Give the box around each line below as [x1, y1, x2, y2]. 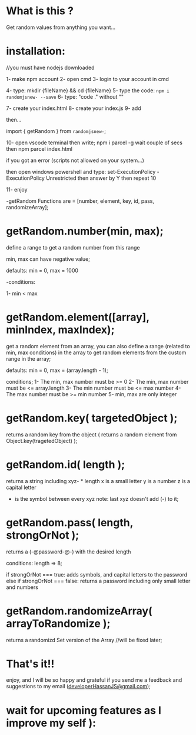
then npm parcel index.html [6, 145, 72, 152]
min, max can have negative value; [6, 255, 90, 263]
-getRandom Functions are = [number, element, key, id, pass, [6, 197, 155, 205]
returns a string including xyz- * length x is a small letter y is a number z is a [6, 477, 190, 484]
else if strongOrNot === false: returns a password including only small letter [6, 577, 191, 584]
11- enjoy [6, 186, 28, 193]
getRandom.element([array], [6, 310, 150, 323]
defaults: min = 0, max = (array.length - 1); [6, 367, 108, 374]
